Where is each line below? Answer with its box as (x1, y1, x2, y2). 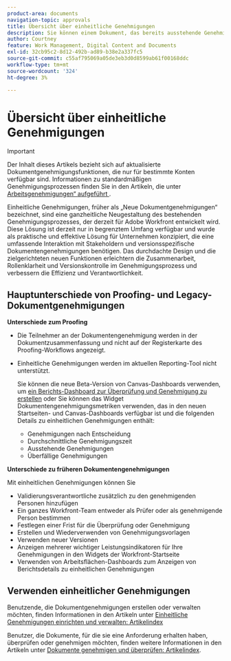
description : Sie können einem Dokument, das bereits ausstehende (7, 29, 201, 36)
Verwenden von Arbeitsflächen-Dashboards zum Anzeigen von (16, 558, 197, 566)
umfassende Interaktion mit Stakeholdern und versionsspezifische (7, 240, 195, 248)
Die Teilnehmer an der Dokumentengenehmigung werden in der (16, 331, 198, 339)
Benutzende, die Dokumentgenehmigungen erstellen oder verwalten (7, 603, 201, 611)
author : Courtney (7, 36, 57, 43)
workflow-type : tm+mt (7, 61, 69, 68)
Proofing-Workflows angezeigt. (16, 346, 106, 355)
